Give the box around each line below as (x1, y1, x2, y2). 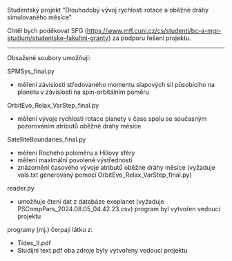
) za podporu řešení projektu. (108, 34, 191, 42)
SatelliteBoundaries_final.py (7, 135, 86, 144)
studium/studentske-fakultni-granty (7, 34, 109, 42)
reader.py (7, 184, 35, 192)
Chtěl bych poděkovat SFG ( (7, 27, 88, 35)
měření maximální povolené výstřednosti (17, 156, 133, 164)
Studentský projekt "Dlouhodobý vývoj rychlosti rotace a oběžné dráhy (7, 6, 209, 14)
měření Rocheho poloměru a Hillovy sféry (17, 148, 135, 157)
